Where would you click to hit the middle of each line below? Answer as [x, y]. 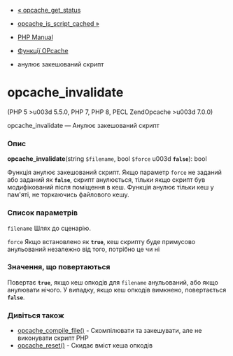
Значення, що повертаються [59, 267]
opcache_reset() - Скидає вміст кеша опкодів [85, 346]
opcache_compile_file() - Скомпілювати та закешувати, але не [110, 331]
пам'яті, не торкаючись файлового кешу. [68, 194]
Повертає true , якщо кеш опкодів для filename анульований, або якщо [113, 282]
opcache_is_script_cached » [58, 23]
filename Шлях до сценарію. [49, 228]
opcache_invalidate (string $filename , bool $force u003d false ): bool [107, 159]
